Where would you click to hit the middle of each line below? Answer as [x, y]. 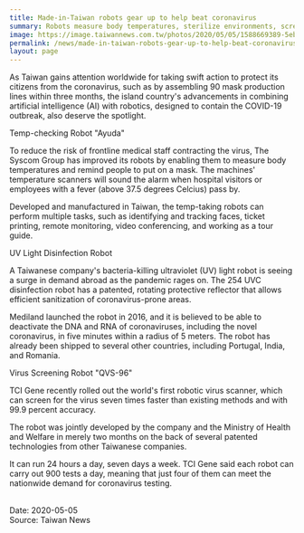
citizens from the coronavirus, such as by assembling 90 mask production [147, 87]
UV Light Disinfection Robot [61, 253]
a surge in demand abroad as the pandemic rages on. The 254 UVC [136, 281]
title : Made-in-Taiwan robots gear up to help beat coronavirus [133, 18]
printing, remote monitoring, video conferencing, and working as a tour [142, 226]
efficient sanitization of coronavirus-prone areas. [100, 300]
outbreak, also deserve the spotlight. [78, 116]
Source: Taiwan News [50, 520]
